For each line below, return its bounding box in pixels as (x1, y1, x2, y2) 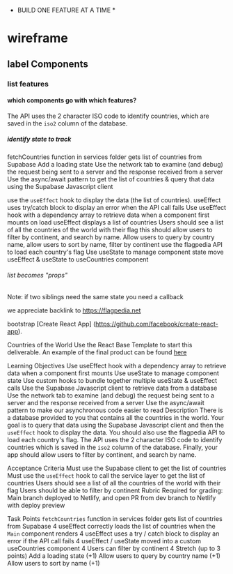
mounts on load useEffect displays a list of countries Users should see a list (7, 218, 224, 226)
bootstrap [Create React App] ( (7, 319, 96, 328)
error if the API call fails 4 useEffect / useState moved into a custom (7, 536, 202, 545)
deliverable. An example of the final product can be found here (7, 348, 187, 356)
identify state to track (7, 135, 72, 144)
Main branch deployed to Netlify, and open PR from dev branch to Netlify (7, 493, 216, 501)
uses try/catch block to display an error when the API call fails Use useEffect (7, 203, 227, 211)
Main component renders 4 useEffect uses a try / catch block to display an (7, 529, 220, 538)
